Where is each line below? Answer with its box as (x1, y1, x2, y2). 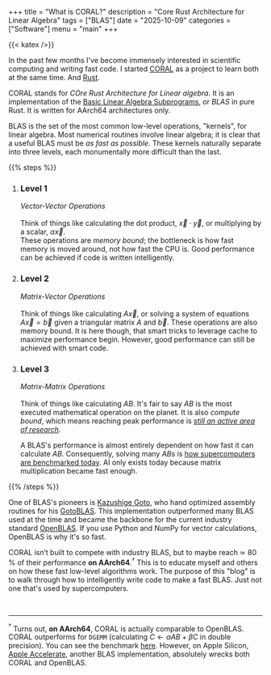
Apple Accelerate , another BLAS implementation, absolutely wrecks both (8, 649, 250, 659)
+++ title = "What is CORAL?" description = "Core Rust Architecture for (8, 7, 244, 16)
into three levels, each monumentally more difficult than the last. (8, 147, 222, 156)
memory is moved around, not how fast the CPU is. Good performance (19, 244, 256, 254)
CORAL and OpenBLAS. (8, 658, 87, 668)
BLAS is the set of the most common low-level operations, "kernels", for (8, 121, 248, 130)
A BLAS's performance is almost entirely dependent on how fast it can (19, 440, 254, 450)
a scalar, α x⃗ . (19, 227, 66, 237)
